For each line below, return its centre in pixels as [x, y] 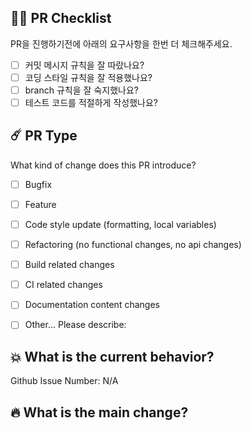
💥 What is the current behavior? [112, 356]
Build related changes [69, 265]
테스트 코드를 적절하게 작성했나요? [91, 102]
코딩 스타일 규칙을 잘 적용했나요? [88, 77]
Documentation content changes [92, 305]
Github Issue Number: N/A [64, 381]
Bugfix [38, 184]
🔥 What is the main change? [99, 412]
